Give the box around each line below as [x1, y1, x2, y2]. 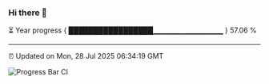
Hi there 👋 [8, 7, 48, 18]
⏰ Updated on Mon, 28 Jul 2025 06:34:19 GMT [8, 52, 164, 61]
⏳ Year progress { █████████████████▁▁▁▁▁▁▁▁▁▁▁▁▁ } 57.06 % [8, 25, 258, 35]
